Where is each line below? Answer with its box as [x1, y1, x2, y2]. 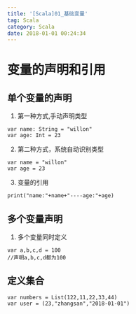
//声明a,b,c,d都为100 [7, 255, 67, 262]
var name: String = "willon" [7, 126, 93, 133]
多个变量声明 [7, 213, 63, 224]
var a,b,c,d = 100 [7, 247, 61, 254]
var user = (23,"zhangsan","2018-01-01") [7, 300, 130, 307]
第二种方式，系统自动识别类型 [17, 145, 104, 154]
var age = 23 [7, 165, 46, 172]
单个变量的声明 [7, 92, 72, 104]
